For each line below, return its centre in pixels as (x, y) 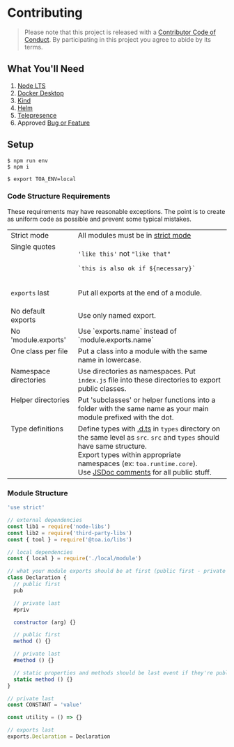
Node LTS (31, 86)
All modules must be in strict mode (134, 235)
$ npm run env (28, 161)
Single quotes (33, 247)
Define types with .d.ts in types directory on (149, 429)
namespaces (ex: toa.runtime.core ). (138, 463)
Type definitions (37, 429)
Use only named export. (117, 315)
